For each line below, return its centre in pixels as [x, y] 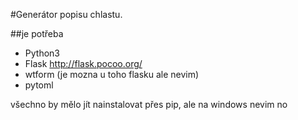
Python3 [42, 53]
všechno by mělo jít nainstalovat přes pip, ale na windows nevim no [149, 104]
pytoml [39, 85]
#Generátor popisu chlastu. [66, 14]
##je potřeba [37, 33]
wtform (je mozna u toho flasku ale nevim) [112, 74]
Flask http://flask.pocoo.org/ [83, 63]
